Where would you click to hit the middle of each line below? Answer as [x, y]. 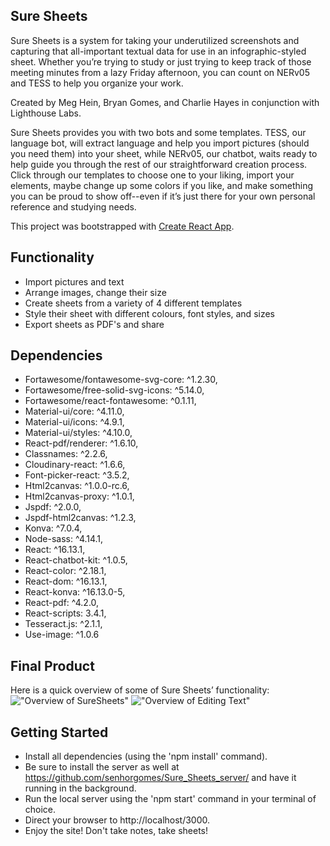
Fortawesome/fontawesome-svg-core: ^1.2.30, [121, 380]
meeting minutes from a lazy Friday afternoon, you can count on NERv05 [160, 72]
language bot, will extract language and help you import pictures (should [160, 143]
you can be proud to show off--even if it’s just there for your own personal [163, 196]
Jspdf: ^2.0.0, [53, 507]
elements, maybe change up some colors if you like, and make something [162, 185]
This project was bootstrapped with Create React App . [122, 226]
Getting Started [59, 732]
